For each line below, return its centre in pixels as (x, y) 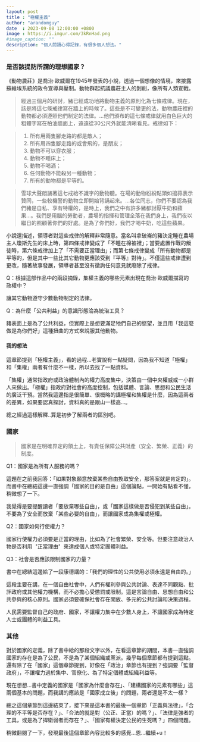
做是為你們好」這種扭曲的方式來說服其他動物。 (63, 331)
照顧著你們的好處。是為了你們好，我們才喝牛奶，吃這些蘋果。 (112, 223)
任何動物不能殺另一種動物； (64, 173)
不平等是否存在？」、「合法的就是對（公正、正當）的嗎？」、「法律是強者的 (105, 712)
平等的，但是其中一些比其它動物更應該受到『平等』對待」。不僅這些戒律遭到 (99, 258)
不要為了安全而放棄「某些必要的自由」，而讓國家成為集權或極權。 (86, 514)
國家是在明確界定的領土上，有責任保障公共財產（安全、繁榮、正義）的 (107, 446)
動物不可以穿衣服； (53, 151)
